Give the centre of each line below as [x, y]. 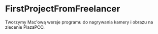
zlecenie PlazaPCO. [25, 27]
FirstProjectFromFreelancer [63, 9]
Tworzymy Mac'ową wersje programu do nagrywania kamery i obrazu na [79, 22]
